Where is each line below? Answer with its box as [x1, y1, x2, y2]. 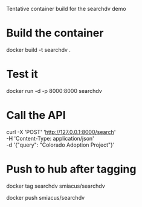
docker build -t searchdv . [6, 46, 71, 53]
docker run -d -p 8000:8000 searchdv [6, 87, 103, 94]
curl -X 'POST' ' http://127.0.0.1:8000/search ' [6, 128, 116, 135]
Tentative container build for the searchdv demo [6, 5, 126, 12]
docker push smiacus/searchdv [6, 194, 85, 201]
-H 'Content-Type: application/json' [6, 135, 95, 142]
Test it [6, 68, 38, 81]
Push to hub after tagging [6, 162, 137, 176]
